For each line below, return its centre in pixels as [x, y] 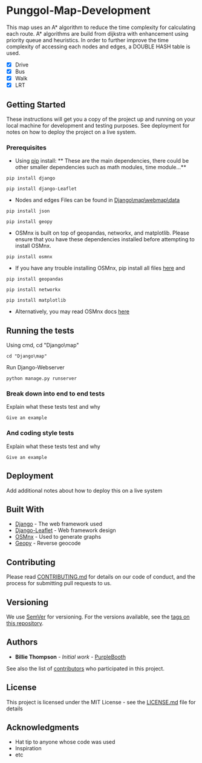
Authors [22, 642]
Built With [25, 509]
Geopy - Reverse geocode [48, 543]
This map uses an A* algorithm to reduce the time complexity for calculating [101, 27]
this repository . [25, 623]
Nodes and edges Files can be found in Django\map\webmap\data [97, 200]
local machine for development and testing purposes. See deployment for [98, 125]
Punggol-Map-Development [79, 11]
